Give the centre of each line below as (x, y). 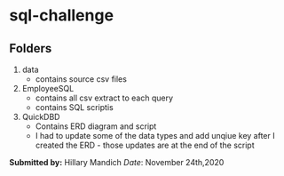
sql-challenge (61, 16)
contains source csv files (81, 79)
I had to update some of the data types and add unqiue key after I (155, 136)
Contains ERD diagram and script (96, 126)
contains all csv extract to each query (104, 98)
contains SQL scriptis (74, 107)
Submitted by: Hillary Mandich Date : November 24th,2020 (117, 162)
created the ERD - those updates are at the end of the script (145, 145)
